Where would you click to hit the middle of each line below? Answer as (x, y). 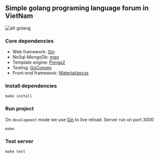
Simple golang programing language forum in (77, 8)
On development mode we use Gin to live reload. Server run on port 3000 (79, 120)
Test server (19, 141)
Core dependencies (29, 41)
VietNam (19, 16)
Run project (19, 109)
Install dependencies (31, 86)
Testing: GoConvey (32, 68)
